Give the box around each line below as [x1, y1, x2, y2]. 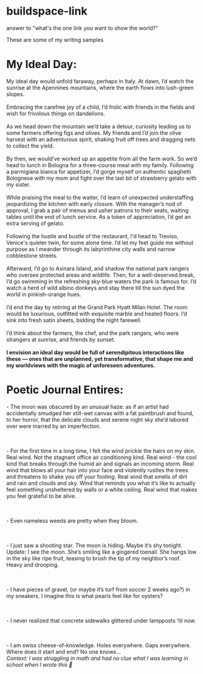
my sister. [6, 181, 31, 188]
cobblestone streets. [6, 252, 58, 259]
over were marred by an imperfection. [6, 422, 101, 430]
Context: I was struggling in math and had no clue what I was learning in [6, 655, 188, 662]
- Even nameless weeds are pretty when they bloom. [6, 517, 139, 524]
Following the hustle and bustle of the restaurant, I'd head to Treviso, [6, 232, 179, 239]
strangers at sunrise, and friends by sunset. [6, 335, 115, 343]
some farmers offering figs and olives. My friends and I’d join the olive [6, 129, 182, 136]
